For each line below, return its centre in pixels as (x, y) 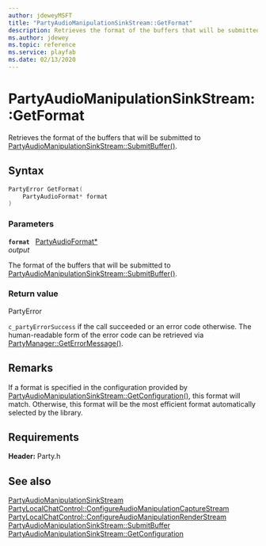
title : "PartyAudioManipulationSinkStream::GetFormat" (101, 23)
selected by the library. (46, 412)
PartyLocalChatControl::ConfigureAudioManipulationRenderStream (118, 517)
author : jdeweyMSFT (40, 15)
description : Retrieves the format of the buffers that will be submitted (134, 30)
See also (30, 481)
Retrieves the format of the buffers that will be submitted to (104, 137)
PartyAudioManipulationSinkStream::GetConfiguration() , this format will (124, 396)
